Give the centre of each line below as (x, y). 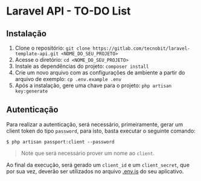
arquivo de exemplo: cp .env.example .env (68, 79)
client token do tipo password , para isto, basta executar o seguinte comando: (101, 131)
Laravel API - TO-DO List (69, 11)
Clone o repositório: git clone (53, 48)
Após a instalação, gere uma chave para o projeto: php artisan (93, 85)
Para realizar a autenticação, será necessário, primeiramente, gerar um (95, 124)
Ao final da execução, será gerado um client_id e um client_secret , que (98, 165)
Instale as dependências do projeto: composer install (82, 66)
